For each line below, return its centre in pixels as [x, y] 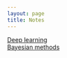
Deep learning [27, 39]
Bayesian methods [33, 47]
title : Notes [26, 20]
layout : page [26, 13]
